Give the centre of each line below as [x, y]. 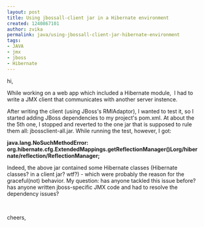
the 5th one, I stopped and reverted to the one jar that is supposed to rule [100, 124]
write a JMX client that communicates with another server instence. [93, 99]
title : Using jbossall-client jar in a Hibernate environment [88, 18]
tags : [14, 40]
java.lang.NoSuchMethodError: [48, 142]
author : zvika [25, 29]
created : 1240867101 [33, 23]
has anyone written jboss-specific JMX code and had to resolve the [93, 187]
